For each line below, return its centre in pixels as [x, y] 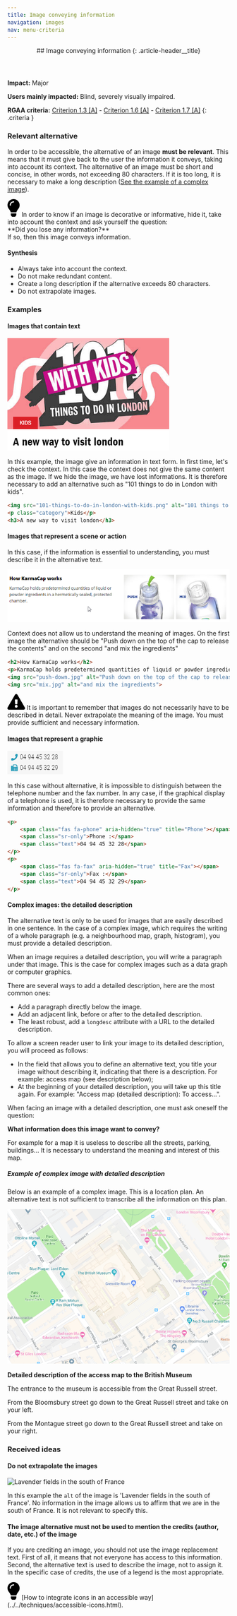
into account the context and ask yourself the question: [87, 222]
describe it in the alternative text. [55, 559]
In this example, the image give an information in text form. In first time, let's [118, 462]
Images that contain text [44, 326]
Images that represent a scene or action [67, 536]
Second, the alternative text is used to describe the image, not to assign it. [115, 1565]
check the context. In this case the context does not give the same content [116, 469]
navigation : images [36, 22]
